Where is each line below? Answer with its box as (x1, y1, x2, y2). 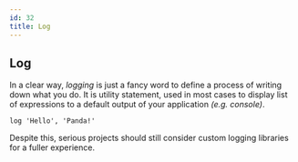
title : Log (9, 22, 51, 31)
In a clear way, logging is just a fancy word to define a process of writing (9, 79, 283, 91)
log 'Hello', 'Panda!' (9, 116, 96, 126)
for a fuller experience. (9, 142, 96, 153)
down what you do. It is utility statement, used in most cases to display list (9, 89, 288, 100)
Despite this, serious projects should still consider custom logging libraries (9, 133, 289, 144)
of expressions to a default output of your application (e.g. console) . (9, 99, 265, 110)
